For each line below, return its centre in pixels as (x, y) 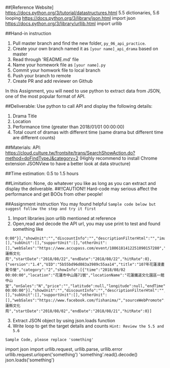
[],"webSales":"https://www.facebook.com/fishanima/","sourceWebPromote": (86, 300)
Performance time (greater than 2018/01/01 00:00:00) (69, 127)
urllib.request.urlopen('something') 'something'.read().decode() (71, 355)
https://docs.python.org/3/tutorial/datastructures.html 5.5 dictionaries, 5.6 (82, 13)
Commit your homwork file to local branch (56, 70)
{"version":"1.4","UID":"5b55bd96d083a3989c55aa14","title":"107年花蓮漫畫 (85, 264)
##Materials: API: (23, 147)
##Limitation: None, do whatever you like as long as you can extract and (80, 183)
